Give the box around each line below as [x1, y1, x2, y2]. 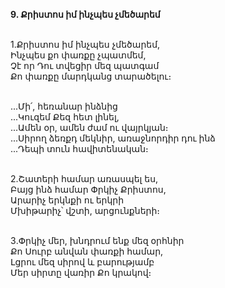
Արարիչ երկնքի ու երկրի [10, 194, 125, 206]
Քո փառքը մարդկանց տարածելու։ [10, 70, 172, 82]
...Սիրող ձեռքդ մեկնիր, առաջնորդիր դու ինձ [10, 132, 216, 144]
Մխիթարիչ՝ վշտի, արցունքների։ [10, 205, 160, 216]
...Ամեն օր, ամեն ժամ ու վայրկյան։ [10, 122, 169, 133]
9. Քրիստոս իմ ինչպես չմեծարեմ [10, 9, 161, 20]
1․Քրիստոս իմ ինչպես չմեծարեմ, [10, 39, 161, 50]
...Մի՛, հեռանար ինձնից [10, 100, 118, 112]
